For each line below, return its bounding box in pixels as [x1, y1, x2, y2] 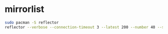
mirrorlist [5, 3, 45, 15]
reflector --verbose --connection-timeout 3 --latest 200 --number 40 [5, 24, 155, 29]
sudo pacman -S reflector [5, 20, 59, 25]
